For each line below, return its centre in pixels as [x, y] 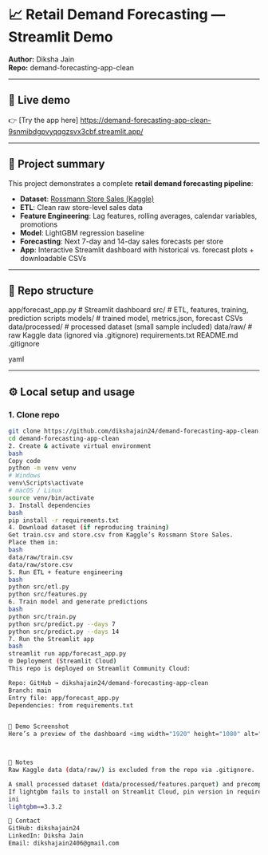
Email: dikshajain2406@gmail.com [64, 843]
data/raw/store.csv [41, 564]
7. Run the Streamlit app [51, 639]
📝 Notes [21, 762]
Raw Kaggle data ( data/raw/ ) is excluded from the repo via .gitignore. [132, 770]
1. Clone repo [34, 414]
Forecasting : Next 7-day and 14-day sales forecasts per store [121, 241]
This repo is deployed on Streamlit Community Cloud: [100, 669]
